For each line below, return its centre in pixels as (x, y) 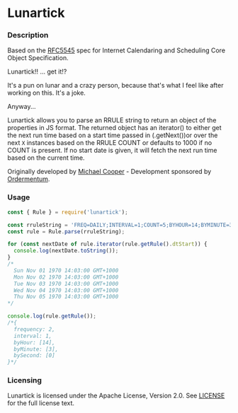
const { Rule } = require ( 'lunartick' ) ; (68, 212)
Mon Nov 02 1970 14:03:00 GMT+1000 (66, 277)
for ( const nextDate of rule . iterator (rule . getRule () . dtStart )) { (107, 244)
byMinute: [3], (36, 349)
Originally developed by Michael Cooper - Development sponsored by (109, 172)
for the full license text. (41, 403)
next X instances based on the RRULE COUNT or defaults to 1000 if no (110, 143)
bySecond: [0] (34, 356)
